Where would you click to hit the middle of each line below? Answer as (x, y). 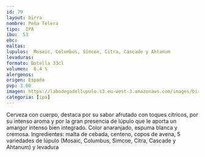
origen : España (26, 80)
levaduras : (20, 57)
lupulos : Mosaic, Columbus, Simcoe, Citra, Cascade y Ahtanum (88, 52)
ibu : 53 (17, 35)
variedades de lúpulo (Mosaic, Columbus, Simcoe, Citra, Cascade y (91, 141)
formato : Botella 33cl (35, 63)
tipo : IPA (20, 29)
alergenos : (20, 75)
